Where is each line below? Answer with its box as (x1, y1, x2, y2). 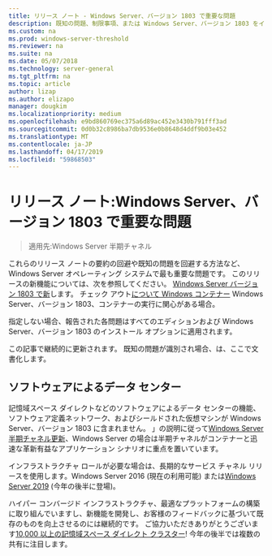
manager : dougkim (8, 102, 67, 110)
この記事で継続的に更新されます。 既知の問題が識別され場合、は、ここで (8, 344, 252, 354)
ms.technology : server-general (8, 65, 114, 73)
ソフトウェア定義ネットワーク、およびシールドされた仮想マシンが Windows (8, 413, 261, 423)
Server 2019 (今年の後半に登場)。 (8, 481, 120, 491)
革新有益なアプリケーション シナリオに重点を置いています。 (22, 444, 223, 453)
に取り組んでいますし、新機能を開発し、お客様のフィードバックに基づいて (8, 509, 257, 518)
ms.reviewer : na (8, 42, 63, 50)
